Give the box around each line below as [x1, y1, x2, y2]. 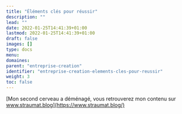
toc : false [6, 80, 33, 85]
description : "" [6, 14, 45, 20]
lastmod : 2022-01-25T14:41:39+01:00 [6, 30, 95, 36]
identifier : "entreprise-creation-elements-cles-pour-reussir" [6, 68, 163, 74]
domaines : [6, 57, 30, 63]
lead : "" [6, 19, 27, 25]
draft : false [6, 36, 38, 42]
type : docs [6, 47, 33, 53]
